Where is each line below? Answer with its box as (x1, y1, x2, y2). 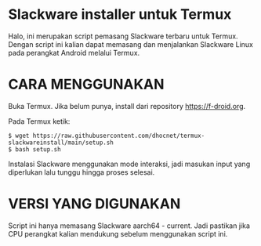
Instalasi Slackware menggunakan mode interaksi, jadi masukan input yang (8, 159, 251, 168)
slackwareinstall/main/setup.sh (8, 139, 114, 147)
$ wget (8, 132, 30, 139)
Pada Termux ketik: (8, 116, 71, 126)
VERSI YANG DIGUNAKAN (8, 195, 181, 213)
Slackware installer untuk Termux (8, 5, 232, 24)
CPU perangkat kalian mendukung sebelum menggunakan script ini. (8, 229, 228, 238)
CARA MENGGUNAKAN (8, 76, 165, 93)
